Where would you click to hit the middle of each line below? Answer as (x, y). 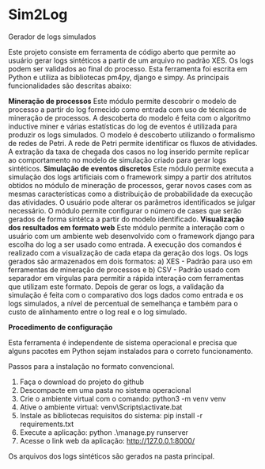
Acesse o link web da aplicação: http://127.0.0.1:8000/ (107, 440)
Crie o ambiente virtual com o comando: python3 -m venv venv (123, 398)
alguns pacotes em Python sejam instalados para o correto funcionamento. (131, 351)
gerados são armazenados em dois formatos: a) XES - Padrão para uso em (131, 261)
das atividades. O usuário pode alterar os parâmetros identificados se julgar (132, 202)
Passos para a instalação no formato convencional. (91, 366)
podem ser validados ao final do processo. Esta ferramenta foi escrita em (128, 68)
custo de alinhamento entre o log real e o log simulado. (98, 312)
